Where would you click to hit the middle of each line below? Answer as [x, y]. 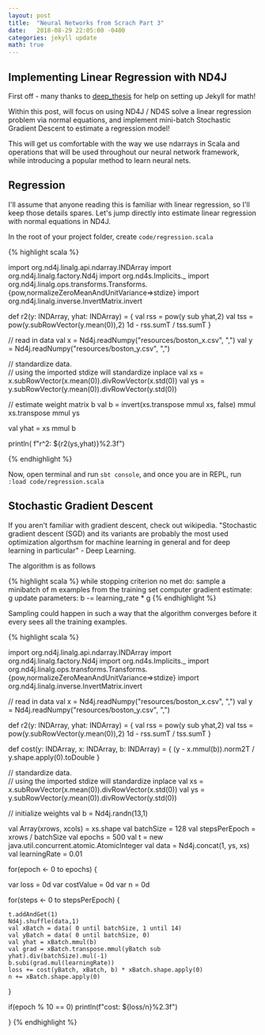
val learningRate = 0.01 [45, 854]
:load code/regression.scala [56, 481]
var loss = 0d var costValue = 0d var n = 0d [79, 885]
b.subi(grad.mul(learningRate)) [61, 963]
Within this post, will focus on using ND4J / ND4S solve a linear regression [130, 111]
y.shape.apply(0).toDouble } [54, 757]
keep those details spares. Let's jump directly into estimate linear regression [132, 213]
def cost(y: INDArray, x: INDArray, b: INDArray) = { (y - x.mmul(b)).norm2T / [131, 748]
